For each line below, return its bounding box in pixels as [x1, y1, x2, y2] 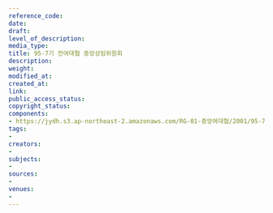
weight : [8, 65, 35, 73]
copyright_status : [8, 102, 71, 110]
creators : [8, 139, 42, 148]
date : [8, 19, 27, 28]
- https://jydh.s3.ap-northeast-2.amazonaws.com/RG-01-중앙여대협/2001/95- [8, 117, 262, 126]
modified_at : [8, 72, 53, 80]
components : [8, 110, 49, 118]
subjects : [8, 155, 42, 163]
